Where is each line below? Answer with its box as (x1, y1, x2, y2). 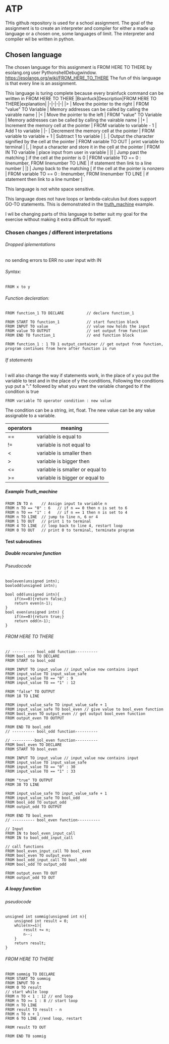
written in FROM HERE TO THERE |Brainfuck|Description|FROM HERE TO (5, 95, 157, 101)
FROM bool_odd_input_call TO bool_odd (5, 857, 87, 862)
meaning (61, 425, 82, 432)
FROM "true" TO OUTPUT (5, 778, 53, 783)
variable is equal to (37, 433, 82, 440)
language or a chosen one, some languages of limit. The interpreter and (5, 30, 155, 36)
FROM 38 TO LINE (5, 782, 39, 787)
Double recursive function (5, 550, 62, 556)
